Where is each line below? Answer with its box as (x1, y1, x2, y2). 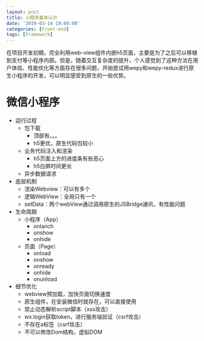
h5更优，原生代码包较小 (33, 139, 93, 147)
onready (33, 262, 55, 270)
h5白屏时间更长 (33, 163, 72, 170)
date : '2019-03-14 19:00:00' (6, 20, 80, 26)
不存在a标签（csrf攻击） (24, 321, 86, 328)
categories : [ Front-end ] (6, 26, 69, 32)
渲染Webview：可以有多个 (24, 185, 90, 192)
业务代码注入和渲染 (24, 147, 73, 155)
